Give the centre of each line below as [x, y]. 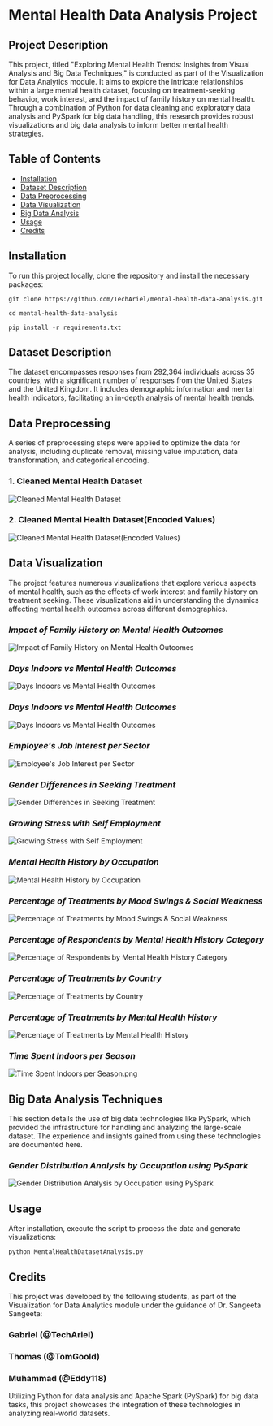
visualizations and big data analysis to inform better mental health [119, 125]
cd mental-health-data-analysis [63, 313]
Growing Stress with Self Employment [84, 824]
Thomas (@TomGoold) [54, 1356]
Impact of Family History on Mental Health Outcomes [116, 630]
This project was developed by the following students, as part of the [123, 1296]
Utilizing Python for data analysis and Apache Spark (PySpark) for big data [133, 1396]
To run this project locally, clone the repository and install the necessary [129, 275]
